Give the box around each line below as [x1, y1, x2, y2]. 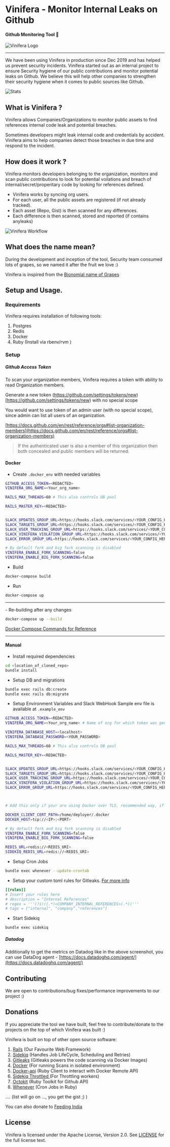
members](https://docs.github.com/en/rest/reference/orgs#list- [5, 428, 138, 434]
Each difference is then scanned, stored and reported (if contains [12, 213, 149, 219]
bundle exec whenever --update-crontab [5, 868, 90, 873]
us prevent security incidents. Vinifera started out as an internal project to [5, 62, 159, 69]
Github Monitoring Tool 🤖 [5, 31, 59, 37]
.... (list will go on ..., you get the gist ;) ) [5, 1093, 88, 1100]
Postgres [12, 323, 32, 329]
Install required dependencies [12, 653, 75, 659]
